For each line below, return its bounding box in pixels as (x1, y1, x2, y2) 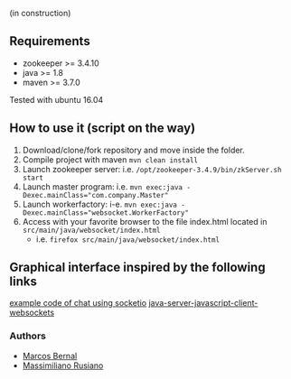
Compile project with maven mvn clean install (22, 153, 199, 165)
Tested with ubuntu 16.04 (9, 94, 104, 105)
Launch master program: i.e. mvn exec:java (22, 180, 183, 192)
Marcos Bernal (22, 350, 78, 361)
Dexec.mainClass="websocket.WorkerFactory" (22, 208, 190, 217)
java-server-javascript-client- (148, 298, 258, 309)
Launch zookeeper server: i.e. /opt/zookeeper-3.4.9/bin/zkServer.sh (22, 163, 282, 174)
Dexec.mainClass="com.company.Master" (22, 190, 169, 199)
